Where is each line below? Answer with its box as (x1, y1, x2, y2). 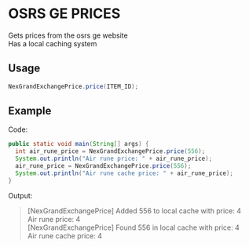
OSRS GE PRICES (8, 5, 121, 23)
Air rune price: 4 (27, 214, 81, 223)
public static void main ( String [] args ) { (8, 140, 149, 148)
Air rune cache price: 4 (27, 231, 102, 240)
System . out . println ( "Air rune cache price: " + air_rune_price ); (15, 169, 234, 177)
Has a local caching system (8, 38, 97, 48)
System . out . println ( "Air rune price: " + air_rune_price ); (15, 154, 213, 163)
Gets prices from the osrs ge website (8, 31, 128, 40)
